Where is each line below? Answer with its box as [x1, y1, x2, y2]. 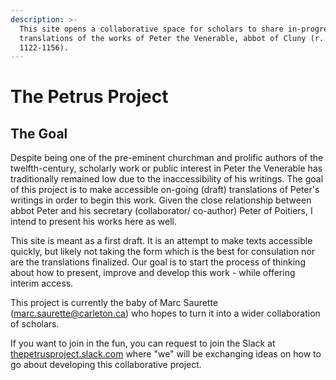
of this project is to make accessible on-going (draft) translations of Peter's [10, 184, 320, 196]
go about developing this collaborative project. [10, 359, 202, 371]
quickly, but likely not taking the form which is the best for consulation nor [10, 246, 316, 258]
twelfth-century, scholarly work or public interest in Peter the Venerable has [10, 162, 323, 175]
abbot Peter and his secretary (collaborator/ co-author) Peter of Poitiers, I [10, 205, 313, 217]
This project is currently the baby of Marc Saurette [10, 297, 219, 309]
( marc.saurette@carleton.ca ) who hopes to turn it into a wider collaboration [10, 307, 321, 320]
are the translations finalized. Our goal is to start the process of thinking [10, 256, 306, 268]
